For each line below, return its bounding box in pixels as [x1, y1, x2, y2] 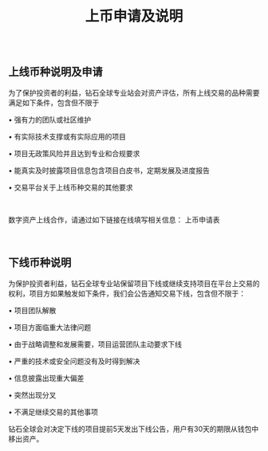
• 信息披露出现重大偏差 [8, 373, 85, 382]
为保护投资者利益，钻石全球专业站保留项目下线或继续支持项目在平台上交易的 [8, 278, 260, 288]
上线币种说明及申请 [8, 65, 103, 79]
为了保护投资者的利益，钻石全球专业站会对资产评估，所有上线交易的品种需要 [8, 88, 260, 97]
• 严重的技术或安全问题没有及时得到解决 [8, 356, 140, 366]
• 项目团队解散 [8, 305, 57, 315]
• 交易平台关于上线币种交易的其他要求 [8, 182, 133, 192]
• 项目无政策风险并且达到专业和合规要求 [8, 148, 140, 158]
